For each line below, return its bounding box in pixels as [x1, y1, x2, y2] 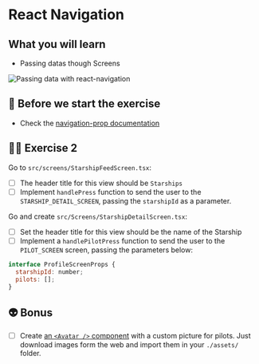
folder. [19, 349, 41, 358]
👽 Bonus [8, 306, 53, 319]
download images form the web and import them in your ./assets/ [19, 340, 239, 350]
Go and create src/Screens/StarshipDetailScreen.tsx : [8, 212, 187, 221]
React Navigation [8, 6, 125, 24]
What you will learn [8, 38, 106, 51]
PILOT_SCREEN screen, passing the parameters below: [19, 245, 194, 255]
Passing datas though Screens [19, 58, 121, 68]
